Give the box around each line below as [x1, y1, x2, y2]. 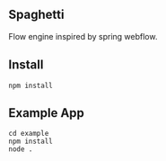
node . [8, 145, 33, 154]
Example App [8, 105, 84, 121]
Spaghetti [8, 7, 65, 22]
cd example [8, 130, 49, 139]
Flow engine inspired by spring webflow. [8, 31, 158, 41]
